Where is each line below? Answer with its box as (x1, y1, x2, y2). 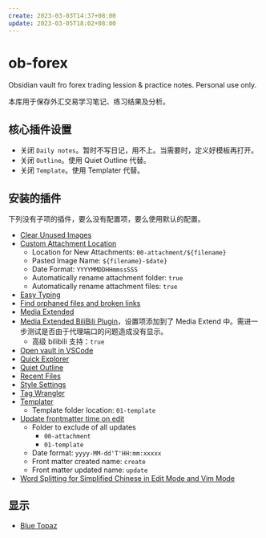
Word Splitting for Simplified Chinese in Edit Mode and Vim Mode (19, 474, 235, 483)
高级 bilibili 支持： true (31, 336, 105, 346)
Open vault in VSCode (19, 346, 94, 356)
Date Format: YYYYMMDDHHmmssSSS (31, 264, 139, 274)
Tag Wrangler (19, 389, 66, 398)
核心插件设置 (8, 122, 72, 137)
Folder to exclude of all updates (31, 422, 136, 432)
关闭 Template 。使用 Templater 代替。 (19, 165, 144, 175)
